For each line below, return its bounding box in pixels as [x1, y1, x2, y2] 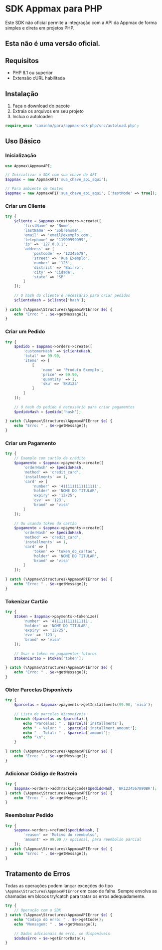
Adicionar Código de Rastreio [5, 770, 78, 777]
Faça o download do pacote [12, 103, 70, 109]
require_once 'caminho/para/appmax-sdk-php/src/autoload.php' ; [5, 123, 140, 128]
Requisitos [5, 56, 39, 65]
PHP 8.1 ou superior [12, 70, 53, 76]
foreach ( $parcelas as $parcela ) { [14, 716, 88, 721]
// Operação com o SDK [14, 908, 61, 913]
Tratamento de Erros [5, 869, 71, 878]
